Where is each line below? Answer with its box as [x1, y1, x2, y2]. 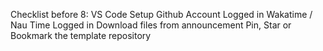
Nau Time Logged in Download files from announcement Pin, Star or [10, 19, 292, 31]
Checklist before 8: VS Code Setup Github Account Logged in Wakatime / [10, 9, 313, 20]
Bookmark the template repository [10, 30, 152, 41]
